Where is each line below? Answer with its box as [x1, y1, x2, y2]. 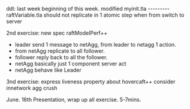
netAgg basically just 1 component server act [14, 60, 127, 67]
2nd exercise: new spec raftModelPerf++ [6, 29, 108, 37]
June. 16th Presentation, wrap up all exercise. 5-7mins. [6, 96, 141, 103]
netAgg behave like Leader [14, 66, 82, 74]
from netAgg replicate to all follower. [14, 47, 105, 54]
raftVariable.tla [6, 11, 43, 19]
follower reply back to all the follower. [14, 54, 108, 60]
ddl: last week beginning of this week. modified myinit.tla [6, 5, 147, 12]
